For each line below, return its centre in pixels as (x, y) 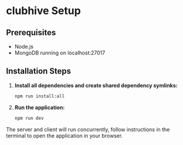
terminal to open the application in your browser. (64, 136)
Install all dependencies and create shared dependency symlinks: (96, 85)
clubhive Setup (44, 11)
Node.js (24, 46)
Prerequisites (31, 33)
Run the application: (40, 107)
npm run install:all (39, 96)
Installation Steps (39, 71)
